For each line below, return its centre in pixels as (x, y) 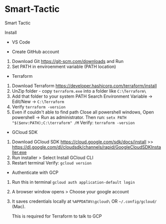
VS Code (21, 42)
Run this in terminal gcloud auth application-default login (73, 182)
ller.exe (19, 152)
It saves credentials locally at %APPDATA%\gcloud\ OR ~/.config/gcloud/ (84, 201)
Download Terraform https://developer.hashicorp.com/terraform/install (84, 86)
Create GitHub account (35, 52)
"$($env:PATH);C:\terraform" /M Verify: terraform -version (73, 122)
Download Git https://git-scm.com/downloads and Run (68, 61)
